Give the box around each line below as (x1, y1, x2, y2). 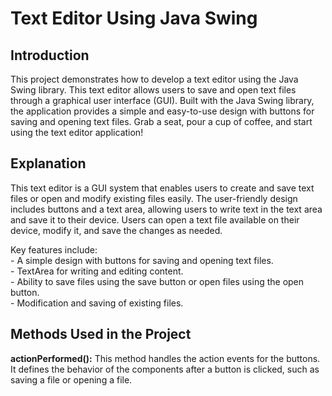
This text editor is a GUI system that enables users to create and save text (10, 182, 315, 194)
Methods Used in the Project (10, 326, 192, 343)
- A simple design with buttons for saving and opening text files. (10, 254, 274, 266)
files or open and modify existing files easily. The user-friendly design (10, 192, 298, 204)
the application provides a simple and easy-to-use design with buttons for (10, 105, 315, 117)
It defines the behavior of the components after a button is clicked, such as (10, 363, 320, 375)
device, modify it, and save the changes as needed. (10, 224, 223, 236)
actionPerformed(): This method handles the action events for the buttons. (10, 352, 321, 364)
